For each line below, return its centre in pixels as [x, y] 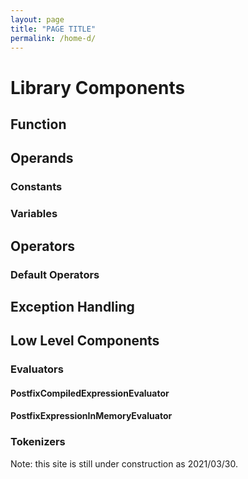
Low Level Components [85, 341]
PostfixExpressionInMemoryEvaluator [91, 416]
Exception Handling [72, 306]
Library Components [98, 87]
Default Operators [55, 274]
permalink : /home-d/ [53, 38]
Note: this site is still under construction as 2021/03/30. [124, 463]
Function [38, 124]
